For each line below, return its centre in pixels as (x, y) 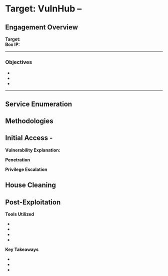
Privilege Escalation (26, 169)
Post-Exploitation (33, 202)
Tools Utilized (20, 214)
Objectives (19, 62)
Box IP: (12, 44)
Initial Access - (29, 138)
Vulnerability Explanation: (33, 150)
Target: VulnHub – (43, 9)
